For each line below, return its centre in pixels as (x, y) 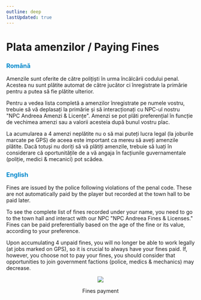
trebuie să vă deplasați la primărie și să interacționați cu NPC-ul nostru (93, 109)
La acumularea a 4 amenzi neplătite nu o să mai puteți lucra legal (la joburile (100, 134)
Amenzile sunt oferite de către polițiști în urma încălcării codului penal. (93, 78)
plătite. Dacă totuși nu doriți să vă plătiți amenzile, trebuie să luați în (89, 146)
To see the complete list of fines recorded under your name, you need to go (100, 212)
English (17, 174)
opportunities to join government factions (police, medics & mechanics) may (100, 262)
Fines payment (100, 291)
